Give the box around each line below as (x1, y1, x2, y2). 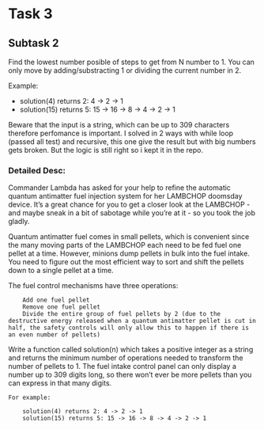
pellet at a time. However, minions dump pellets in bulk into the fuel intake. (8, 249, 251, 258)
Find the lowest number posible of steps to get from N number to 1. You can (8, 57, 255, 66)
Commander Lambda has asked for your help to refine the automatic (8, 183, 232, 192)
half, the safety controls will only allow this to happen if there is (8, 324, 249, 332)
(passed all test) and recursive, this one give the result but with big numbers (8, 137, 256, 146)
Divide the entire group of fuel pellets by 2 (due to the (22, 310, 221, 318)
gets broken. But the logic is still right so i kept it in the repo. (8, 146, 204, 154)
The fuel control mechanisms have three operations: (8, 281, 179, 290)
